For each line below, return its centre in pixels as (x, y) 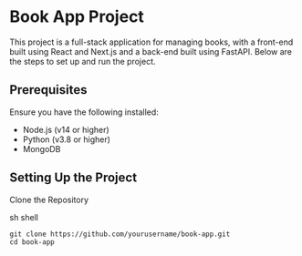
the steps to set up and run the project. (83, 61)
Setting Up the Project (73, 178)
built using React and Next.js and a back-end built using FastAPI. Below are (151, 51)
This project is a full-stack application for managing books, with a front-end (151, 42)
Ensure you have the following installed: (84, 112)
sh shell (24, 217)
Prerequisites (48, 90)
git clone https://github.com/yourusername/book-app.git (120, 234)
